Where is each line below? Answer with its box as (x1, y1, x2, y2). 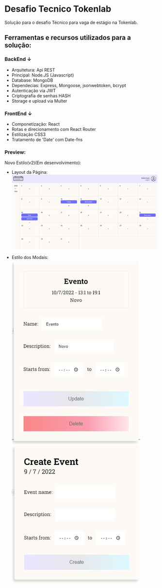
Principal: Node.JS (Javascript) (11, 72, 74, 78)
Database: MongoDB (11, 77, 53, 83)
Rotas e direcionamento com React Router (11, 126, 96, 132)
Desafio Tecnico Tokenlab (4, 3, 112, 15)
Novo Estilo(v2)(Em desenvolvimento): (4, 160, 81, 166)
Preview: (4, 148, 26, 155)
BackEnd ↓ (4, 56, 32, 63)
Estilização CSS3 (11, 131, 46, 137)
